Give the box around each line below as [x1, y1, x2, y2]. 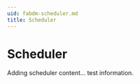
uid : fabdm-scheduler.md [7, 10, 78, 17]
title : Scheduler [7, 17, 57, 23]
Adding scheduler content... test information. [7, 69, 134, 77]
